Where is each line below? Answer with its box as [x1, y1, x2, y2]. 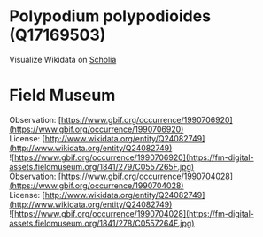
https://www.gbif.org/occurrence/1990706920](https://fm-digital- [14, 152, 254, 163]
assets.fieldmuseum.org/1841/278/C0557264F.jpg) [9, 218, 195, 228]
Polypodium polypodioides [9, 6, 211, 27]
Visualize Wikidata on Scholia [9, 54, 117, 65]
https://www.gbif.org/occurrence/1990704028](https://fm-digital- [14, 208, 255, 218]
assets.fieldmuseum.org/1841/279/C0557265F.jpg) [9, 161, 195, 172]
